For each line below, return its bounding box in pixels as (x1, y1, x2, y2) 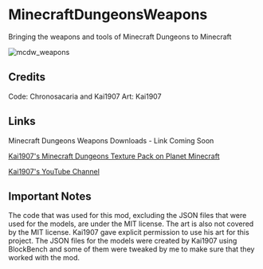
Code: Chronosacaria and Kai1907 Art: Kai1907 (8, 92, 162, 101)
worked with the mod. (8, 253, 80, 263)
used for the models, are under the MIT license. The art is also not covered (8, 219, 254, 228)
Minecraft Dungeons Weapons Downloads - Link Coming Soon (8, 135, 214, 145)
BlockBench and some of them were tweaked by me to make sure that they (8, 244, 255, 254)
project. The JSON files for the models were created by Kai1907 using (8, 236, 237, 246)
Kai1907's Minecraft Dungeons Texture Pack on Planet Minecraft (8, 151, 221, 161)
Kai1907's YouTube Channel (8, 166, 100, 176)
